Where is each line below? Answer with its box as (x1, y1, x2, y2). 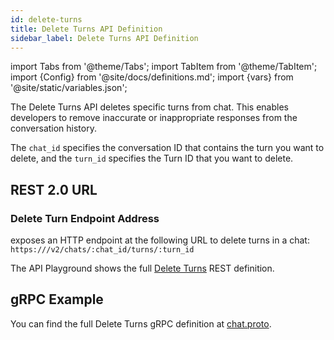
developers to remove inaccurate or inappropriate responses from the (10, 112, 298, 124)
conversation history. (10, 122, 97, 135)
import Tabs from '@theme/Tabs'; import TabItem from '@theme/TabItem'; (10, 61, 318, 73)
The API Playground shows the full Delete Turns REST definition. (10, 262, 275, 275)
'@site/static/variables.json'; (10, 82, 128, 94)
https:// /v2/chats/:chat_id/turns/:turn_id (10, 245, 195, 255)
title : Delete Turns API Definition (10, 24, 163, 34)
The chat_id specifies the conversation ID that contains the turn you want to (10, 142, 325, 154)
